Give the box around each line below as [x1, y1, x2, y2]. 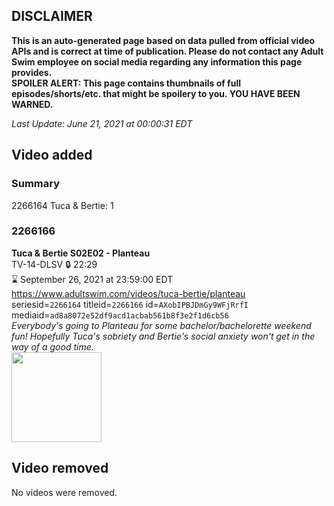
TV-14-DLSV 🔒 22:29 [11, 258, 98, 270]
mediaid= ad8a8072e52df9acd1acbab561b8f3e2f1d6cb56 [11, 309, 229, 321]
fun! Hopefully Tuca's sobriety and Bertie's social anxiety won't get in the [11, 330, 316, 342]
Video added [11, 147, 93, 164]
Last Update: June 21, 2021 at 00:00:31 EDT [11, 117, 193, 129]
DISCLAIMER [11, 8, 93, 25]
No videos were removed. [11, 486, 118, 498]
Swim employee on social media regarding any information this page [11, 55, 303, 68]
